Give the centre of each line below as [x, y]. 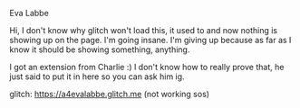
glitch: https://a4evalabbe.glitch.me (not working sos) [110, 94]
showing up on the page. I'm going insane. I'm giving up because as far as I [150, 40]
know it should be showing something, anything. [100, 49]
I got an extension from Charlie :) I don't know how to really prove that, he [147, 67]
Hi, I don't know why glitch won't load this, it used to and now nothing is [144, 30]
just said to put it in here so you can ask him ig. [97, 76]
